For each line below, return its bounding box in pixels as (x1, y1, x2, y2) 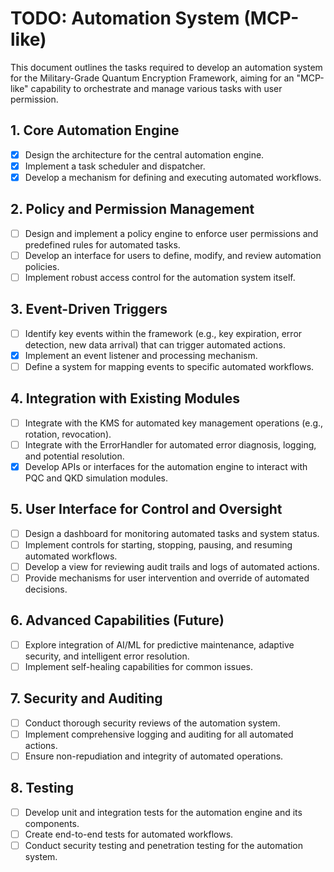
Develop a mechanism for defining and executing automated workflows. (24, 171, 322, 183)
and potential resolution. (24, 450, 125, 462)
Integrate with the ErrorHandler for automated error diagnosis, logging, (24, 438, 317, 451)
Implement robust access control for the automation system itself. (24, 271, 296, 283)
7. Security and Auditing (10, 690, 163, 707)
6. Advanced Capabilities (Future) (10, 612, 225, 629)
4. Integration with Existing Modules (10, 390, 240, 407)
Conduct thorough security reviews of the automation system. (24, 717, 281, 729)
